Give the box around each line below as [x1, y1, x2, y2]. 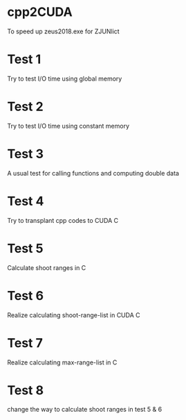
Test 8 [7, 383, 44, 398]
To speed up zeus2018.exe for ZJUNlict [7, 27, 120, 35]
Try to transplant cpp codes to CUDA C [7, 216, 119, 224]
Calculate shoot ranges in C [7, 263, 86, 271]
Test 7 [7, 335, 44, 351]
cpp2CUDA [7, 4, 73, 20]
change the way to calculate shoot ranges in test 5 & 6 [7, 405, 162, 414]
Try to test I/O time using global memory [7, 74, 122, 83]
